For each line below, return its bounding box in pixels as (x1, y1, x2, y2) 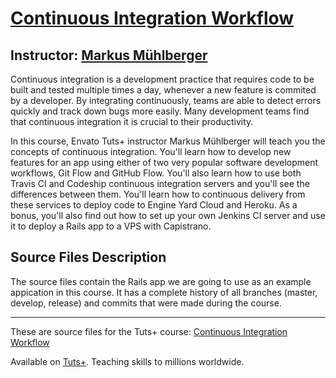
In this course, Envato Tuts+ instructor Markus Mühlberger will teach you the (10, 135, 326, 147)
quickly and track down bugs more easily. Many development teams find (10, 105, 310, 117)
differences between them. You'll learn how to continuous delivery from (10, 188, 306, 200)
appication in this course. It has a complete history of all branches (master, (10, 286, 318, 298)
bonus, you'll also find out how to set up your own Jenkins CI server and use (10, 210, 326, 221)
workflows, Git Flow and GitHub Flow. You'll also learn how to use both (10, 167, 302, 179)
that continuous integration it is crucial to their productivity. (10, 116, 254, 127)
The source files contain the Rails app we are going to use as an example (10, 275, 312, 287)
